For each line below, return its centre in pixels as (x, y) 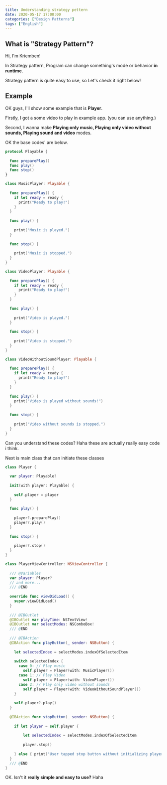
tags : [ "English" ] (24, 24)
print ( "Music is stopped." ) (43, 253)
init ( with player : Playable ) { (42, 485)
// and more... (25, 583)
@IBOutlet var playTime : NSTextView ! (49, 620)
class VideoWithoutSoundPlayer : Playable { (51, 359)
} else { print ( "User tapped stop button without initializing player (89, 754)
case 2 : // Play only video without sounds (64, 684)
